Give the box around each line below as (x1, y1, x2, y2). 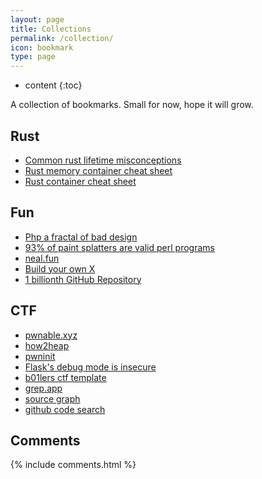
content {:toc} (24, 79, 83, 91)
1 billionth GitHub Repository (24, 273, 142, 285)
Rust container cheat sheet (24, 175, 137, 187)
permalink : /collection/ (10, 33, 114, 43)
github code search (24, 403, 106, 415)
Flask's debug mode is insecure (24, 361, 157, 373)
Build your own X (24, 262, 96, 275)
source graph (24, 392, 81, 405)
